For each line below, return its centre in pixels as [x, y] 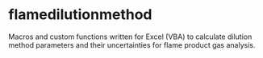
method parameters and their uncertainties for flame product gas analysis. [132, 44]
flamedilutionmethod [80, 15]
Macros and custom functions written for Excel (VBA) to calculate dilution [130, 37]
